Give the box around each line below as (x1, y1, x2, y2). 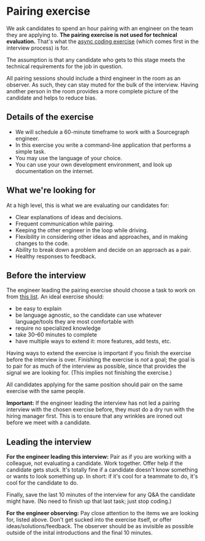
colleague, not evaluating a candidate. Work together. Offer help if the (6, 459, 183, 467)
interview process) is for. (6, 44, 69, 52)
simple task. (15, 147, 46, 155)
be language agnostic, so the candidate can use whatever (15, 311, 162, 319)
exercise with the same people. (6, 387, 85, 395)
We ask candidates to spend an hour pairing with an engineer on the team (6, 25, 193, 32)
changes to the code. (15, 239, 69, 247)
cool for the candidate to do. (6, 479, 79, 486)
